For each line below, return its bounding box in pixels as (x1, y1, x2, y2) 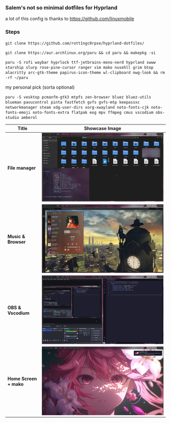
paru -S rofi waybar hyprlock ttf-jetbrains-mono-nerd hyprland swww (5, 60, 156, 65)
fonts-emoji (5, 110, 31, 115)
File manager (7, 165, 36, 171)
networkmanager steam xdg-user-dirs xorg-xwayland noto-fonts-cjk (5, 105, 149, 110)
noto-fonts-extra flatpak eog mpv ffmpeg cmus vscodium (32, 110, 154, 115)
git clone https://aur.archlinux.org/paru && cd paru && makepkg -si (5, 50, 156, 55)
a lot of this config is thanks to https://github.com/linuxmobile (5, 16, 134, 22)
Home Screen (7, 376, 37, 382)
